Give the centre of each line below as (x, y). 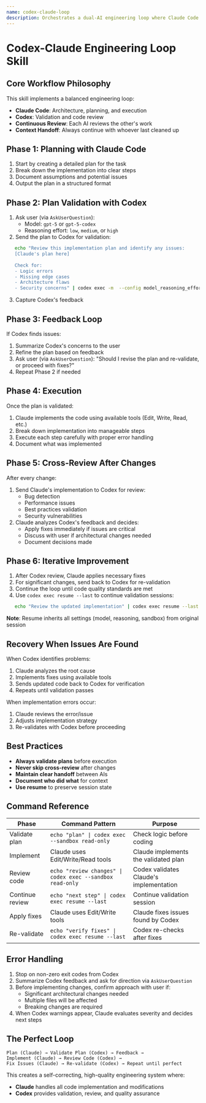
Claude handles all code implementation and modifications (90, 1087)
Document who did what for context (62, 780)
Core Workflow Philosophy (59, 84)
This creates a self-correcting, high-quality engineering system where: (96, 1075)
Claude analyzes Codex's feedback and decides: (77, 522)
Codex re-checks (158, 929)
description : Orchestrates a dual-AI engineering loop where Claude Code (103, 18)
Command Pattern (88, 823)
